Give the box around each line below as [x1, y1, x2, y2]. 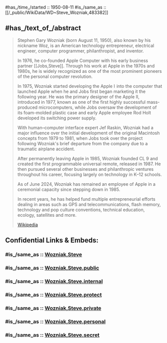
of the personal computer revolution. [17, 73, 93, 79]
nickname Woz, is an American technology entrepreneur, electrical [17, 42, 155, 48]
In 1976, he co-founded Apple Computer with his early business [17, 57, 149, 63]
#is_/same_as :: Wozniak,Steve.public [5, 265, 100, 272]
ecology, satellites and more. [17, 212, 77, 218]
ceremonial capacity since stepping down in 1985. [17, 186, 121, 192]
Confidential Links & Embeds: [5, 236, 99, 245]
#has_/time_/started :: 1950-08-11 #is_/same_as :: [5, 4, 106, 10]
